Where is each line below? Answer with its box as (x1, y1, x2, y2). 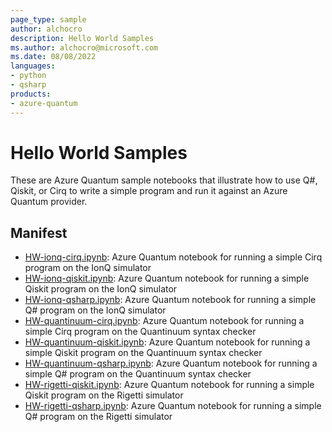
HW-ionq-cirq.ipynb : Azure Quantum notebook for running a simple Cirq (24, 251, 323, 263)
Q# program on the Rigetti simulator (24, 411, 173, 423)
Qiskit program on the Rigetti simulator (24, 389, 184, 401)
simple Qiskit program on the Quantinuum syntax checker (24, 347, 263, 359)
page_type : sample (10, 14, 87, 25)
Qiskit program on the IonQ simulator (24, 283, 178, 295)
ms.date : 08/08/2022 (10, 52, 97, 62)
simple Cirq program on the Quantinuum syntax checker (24, 326, 257, 338)
